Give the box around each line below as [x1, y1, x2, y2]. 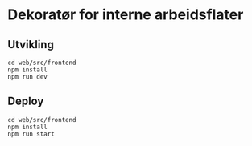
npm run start [7, 130, 56, 138]
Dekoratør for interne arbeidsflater [7, 6, 244, 24]
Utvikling [7, 38, 54, 51]
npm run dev [7, 73, 48, 81]
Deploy [7, 95, 44, 108]
